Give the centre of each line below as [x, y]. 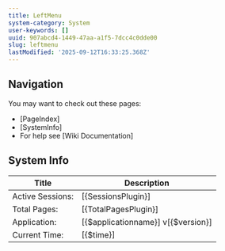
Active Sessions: [43, 196]
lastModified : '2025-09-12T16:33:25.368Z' [79, 52]
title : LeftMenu [35, 15]
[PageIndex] [40, 119]
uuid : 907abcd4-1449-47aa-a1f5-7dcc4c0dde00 [83, 38]
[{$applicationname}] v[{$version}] [147, 222]
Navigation [36, 84]
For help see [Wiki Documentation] [76, 135]
